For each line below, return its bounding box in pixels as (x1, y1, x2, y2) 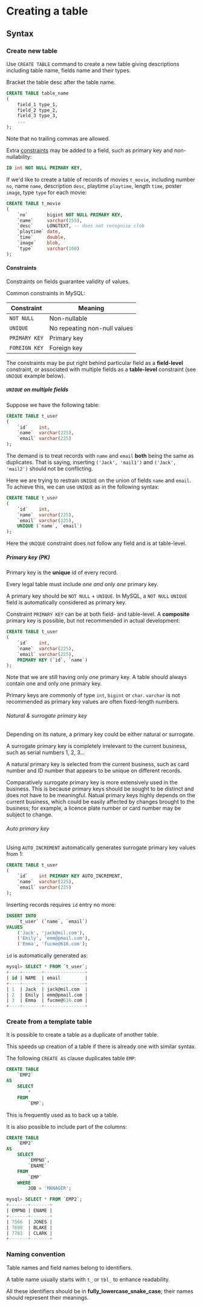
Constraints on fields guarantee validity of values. (6, 278, 130, 285)
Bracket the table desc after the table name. (6, 78, 116, 85)
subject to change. (6, 811, 53, 818)
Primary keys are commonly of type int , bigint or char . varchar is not (6, 692, 180, 699)
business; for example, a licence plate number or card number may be (6, 804, 181, 812)
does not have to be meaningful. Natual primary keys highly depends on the (6, 792, 195, 799)
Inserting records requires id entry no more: (6, 901, 116, 908)
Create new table (6, 47, 57, 55)
